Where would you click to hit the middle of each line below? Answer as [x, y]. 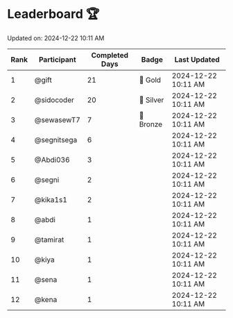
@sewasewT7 [58, 119]
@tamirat [49, 240]
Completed [110, 55]
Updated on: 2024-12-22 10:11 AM [56, 38]
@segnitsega [56, 140]
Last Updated [197, 59]
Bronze [151, 124]
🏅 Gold [150, 80]
